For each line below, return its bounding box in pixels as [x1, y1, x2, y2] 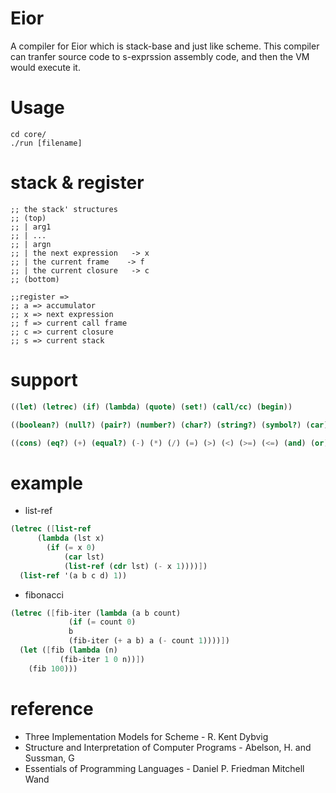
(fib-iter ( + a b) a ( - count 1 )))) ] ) [68, 636, 230, 646]
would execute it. [10, 61, 81, 73]
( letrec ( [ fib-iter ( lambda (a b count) [10, 608, 182, 618]
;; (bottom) [10, 274, 60, 284]
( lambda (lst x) [36, 533, 105, 544]
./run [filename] [10, 138, 83, 148]
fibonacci [24, 588, 64, 601]
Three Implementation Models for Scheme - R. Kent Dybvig [24, 730, 269, 742]
